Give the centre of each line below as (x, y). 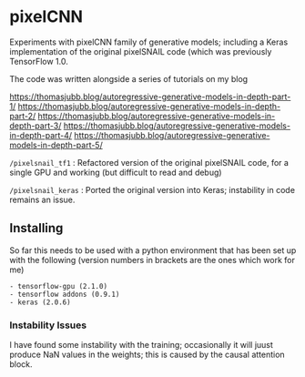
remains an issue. (42, 199)
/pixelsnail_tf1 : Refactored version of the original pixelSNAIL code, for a (149, 162)
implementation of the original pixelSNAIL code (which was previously (141, 51)
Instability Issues (48, 325)
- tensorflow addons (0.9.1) (65, 294)
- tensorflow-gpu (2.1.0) (58, 286)
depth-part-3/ (36, 126)
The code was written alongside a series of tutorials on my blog (129, 78)
